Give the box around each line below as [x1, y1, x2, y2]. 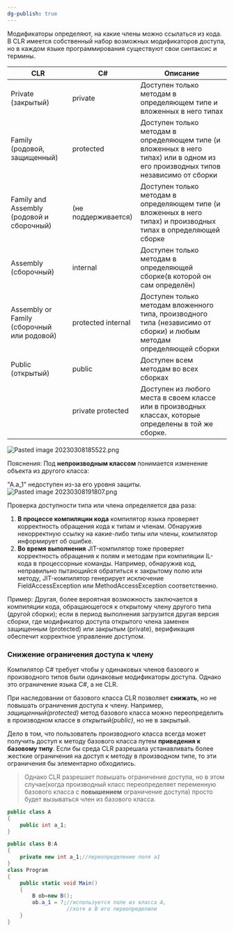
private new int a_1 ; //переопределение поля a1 [19, 854, 160, 861]
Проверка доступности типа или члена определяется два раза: [7, 501, 197, 509]
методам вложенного [140, 300, 214, 310]
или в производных [140, 401, 207, 411]
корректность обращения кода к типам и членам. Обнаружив [17, 522, 202, 530]
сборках [140, 372, 169, 382]
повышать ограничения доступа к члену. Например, [7, 701, 164, 709]
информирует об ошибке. [17, 537, 94, 545]
